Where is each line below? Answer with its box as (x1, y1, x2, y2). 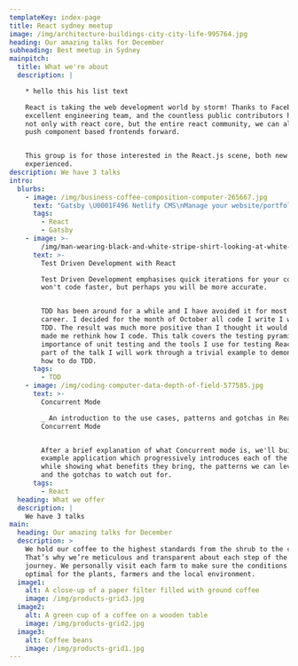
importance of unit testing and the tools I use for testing (41, 339, 272, 349)
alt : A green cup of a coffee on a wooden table (25, 611, 208, 620)
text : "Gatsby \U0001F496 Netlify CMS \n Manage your (32, 201, 228, 210)
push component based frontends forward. (25, 128, 180, 137)
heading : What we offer (17, 495, 105, 504)
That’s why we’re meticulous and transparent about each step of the (25, 552, 288, 562)
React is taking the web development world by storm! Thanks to (25, 103, 268, 112)
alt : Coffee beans (25, 636, 93, 645)
